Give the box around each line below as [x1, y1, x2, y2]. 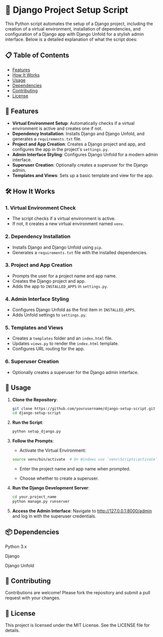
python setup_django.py [12, 429, 61, 434]
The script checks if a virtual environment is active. [12, 216, 116, 222]
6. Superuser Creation [5, 358, 59, 365]
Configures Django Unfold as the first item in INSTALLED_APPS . [12, 307, 136, 313]
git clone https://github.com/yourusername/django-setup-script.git [12, 406, 156, 411]
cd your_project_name [12, 494, 56, 499]
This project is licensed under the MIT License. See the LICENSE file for [5, 622, 150, 628]
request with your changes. [5, 595, 60, 601]
